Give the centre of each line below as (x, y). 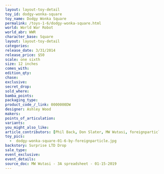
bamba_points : (20, 96)
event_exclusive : (23, 155)
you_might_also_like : (27, 127)
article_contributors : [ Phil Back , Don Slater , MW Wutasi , (66, 132)
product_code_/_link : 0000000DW (38, 105)
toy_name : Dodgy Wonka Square (36, 19)
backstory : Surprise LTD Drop (36, 146)
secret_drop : (18, 87)
